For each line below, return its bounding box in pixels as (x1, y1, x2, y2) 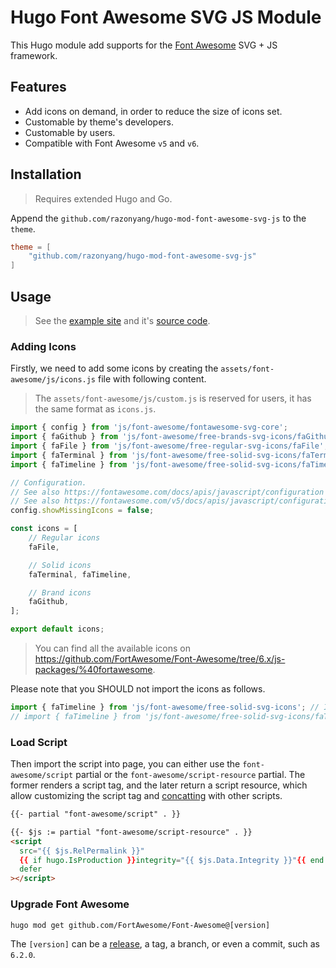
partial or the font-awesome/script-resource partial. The (75, 769, 306, 781)
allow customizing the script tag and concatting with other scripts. (10, 790, 283, 802)
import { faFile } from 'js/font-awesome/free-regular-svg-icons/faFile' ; (10, 441, 329, 451)
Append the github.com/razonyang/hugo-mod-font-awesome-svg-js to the (10, 212, 307, 224)
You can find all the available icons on (34, 642, 192, 655)
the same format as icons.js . (34, 403, 157, 415)
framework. (10, 49, 58, 61)
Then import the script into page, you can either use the (10, 758, 241, 770)
